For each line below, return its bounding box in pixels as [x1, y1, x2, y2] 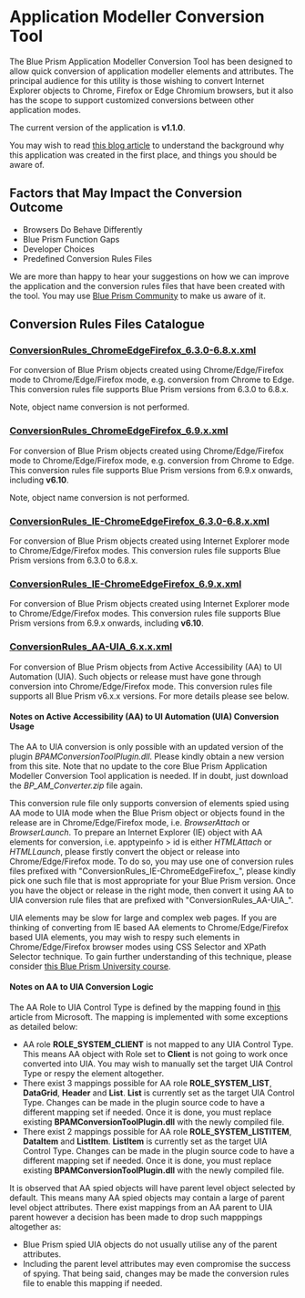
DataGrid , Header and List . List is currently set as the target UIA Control [22, 1087, 295, 1098]
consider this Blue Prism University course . [9, 961, 171, 971]
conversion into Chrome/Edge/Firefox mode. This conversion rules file [9, 680, 273, 691]
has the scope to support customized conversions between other [9, 94, 255, 106]
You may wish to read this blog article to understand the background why [9, 140, 285, 151]
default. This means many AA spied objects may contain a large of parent [9, 1192, 285, 1203]
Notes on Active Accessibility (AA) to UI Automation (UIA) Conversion [9, 711, 280, 722]
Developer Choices [22, 244, 96, 254]
